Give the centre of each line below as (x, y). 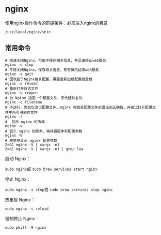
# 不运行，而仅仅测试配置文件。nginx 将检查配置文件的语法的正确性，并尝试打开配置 (79, 107)
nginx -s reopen (21, 93)
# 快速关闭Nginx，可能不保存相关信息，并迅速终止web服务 (56, 60)
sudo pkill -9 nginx (26, 228)
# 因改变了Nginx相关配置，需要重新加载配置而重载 (49, 79)
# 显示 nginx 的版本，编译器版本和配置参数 (44, 131)
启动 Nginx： (18, 159)
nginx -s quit (19, 74)
